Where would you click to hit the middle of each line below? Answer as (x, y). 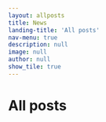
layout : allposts (37, 15)
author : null (29, 60)
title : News (27, 23)
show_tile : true (35, 67)
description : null (38, 45)
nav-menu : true (33, 37)
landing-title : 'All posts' (54, 30)
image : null (27, 52)
